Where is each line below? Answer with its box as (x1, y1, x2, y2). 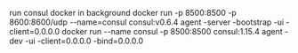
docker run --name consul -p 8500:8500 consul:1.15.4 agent (61, 26, 283, 36)
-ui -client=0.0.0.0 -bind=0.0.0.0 (25, 35, 144, 46)
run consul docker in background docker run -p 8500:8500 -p (9, 8, 238, 18)
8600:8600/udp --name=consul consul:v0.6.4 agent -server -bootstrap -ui (9, 17, 285, 27)
